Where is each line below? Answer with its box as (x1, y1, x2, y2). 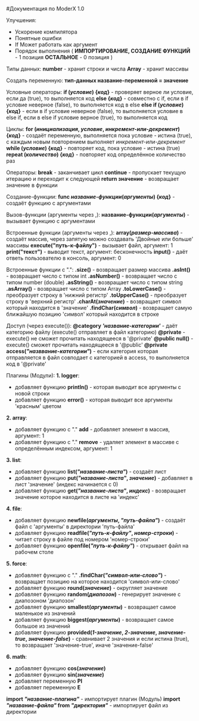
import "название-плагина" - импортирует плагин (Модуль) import (6, 695, 181, 702)
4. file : (6, 505, 23, 512)
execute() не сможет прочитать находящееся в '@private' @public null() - (6, 335, 194, 342)
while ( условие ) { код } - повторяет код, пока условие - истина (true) (6, 145, 181, 151)
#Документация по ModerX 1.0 (6, 5, 85, 12)
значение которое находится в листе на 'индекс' (14, 494, 139, 500)
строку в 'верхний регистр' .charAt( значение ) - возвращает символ (6, 298, 182, 305)
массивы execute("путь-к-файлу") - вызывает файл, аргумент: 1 (6, 242, 173, 249)
